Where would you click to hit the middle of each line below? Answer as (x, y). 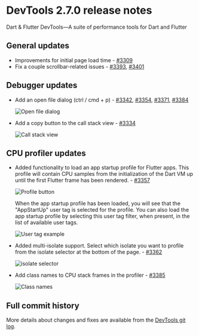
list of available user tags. (46, 222)
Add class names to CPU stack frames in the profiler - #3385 (90, 275)
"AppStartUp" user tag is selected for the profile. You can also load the (102, 210)
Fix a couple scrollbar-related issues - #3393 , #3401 (79, 66)
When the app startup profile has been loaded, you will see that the (98, 203)
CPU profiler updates (46, 153)
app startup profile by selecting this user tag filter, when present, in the (102, 216)
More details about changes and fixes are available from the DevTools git (96, 320)
